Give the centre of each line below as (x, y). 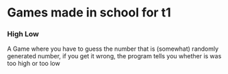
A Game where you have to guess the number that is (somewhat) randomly (113, 49)
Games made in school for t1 (89, 13)
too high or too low (34, 64)
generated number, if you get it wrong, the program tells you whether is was (114, 56)
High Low (23, 34)
